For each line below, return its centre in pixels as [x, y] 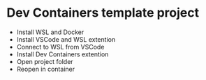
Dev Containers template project [103, 13]
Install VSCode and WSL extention [66, 39]
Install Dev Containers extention [62, 54]
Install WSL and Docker [50, 32]
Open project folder [45, 61]
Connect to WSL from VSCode [60, 47]
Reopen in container [45, 69]
